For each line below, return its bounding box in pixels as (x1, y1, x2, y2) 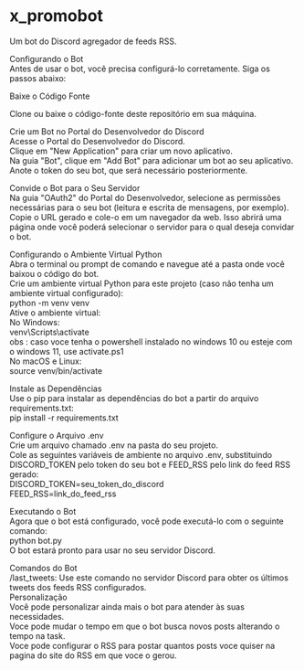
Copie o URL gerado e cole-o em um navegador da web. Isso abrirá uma (9, 211, 282, 222)
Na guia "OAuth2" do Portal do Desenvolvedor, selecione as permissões (9, 192, 281, 203)
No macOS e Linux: (9, 356, 82, 367)
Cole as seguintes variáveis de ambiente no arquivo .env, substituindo (9, 449, 272, 460)
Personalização (9, 591, 68, 602)
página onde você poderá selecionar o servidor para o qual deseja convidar (9, 221, 295, 232)
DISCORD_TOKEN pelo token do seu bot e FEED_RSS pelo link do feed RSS (9, 459, 290, 470)
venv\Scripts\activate (9, 326, 89, 337)
